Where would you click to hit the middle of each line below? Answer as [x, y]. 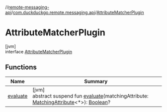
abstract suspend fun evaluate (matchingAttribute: [90, 96]
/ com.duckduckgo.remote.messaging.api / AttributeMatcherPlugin [78, 12]
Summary [96, 81]
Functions [21, 67]
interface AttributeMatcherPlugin [39, 51]
